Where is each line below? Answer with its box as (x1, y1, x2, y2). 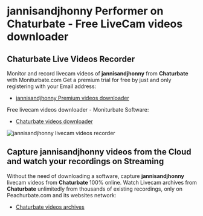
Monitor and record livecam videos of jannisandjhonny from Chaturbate (7, 70, 189, 77)
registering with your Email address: (7, 83, 97, 90)
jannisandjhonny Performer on (7, 4, 164, 18)
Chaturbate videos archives (15, 203, 85, 211)
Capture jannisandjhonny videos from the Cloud (7, 147, 192, 157)
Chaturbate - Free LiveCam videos (7, 17, 183, 31)
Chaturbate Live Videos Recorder (7, 54, 135, 64)
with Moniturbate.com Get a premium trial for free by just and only (7, 77, 172, 83)
